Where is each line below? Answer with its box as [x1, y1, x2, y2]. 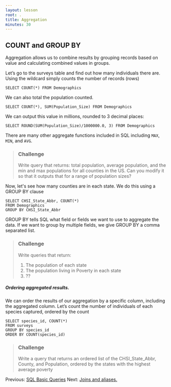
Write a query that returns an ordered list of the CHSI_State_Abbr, [17, 355, 157, 361]
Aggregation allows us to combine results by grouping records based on [5, 54, 158, 61]
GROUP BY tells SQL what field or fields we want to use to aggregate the [5, 216, 159, 223]
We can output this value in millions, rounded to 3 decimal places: [5, 114, 145, 120]
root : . [5, 12, 22, 17]
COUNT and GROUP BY [5, 41, 81, 49]
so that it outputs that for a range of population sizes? [17, 173, 132, 179]
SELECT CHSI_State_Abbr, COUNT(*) [5, 198, 80, 204]
